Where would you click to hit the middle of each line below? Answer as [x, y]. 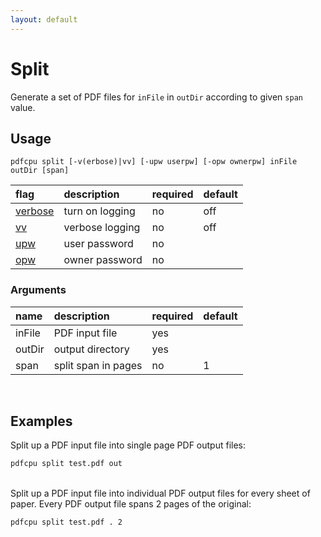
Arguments [38, 290]
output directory [91, 349]
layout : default [44, 19]
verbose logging [102, 228]
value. [23, 107]
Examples [41, 421]
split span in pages [98, 365]
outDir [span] [40, 171]
